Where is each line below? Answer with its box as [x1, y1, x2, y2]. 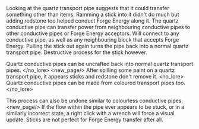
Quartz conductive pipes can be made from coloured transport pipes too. [6, 79, 186, 86]
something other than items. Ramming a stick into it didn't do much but [6, 11, 179, 18]
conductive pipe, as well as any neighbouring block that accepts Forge [6, 36, 179, 43]
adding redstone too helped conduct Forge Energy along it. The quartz [6, 17, 179, 24]
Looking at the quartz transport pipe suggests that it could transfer [6, 5, 169, 11]
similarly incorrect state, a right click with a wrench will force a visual [6, 110, 175, 117]
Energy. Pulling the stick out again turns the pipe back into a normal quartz [6, 43, 189, 49]
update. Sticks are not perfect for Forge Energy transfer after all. [6, 116, 163, 123]
